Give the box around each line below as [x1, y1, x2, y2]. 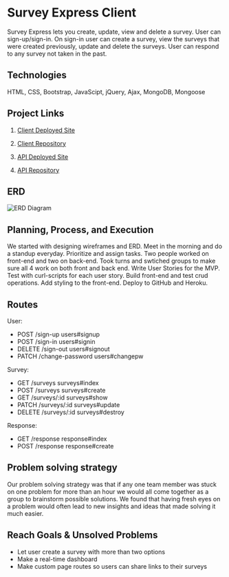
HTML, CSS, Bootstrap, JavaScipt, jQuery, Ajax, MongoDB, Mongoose [7, 87, 206, 96]
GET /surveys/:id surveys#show [17, 393, 108, 402]
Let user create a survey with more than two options [17, 547, 166, 556]
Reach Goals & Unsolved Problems [7, 530, 158, 541]
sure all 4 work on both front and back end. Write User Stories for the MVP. [7, 264, 220, 272]
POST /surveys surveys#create [17, 387, 106, 394]
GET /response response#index [17, 435, 107, 443]
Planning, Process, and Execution [7, 224, 154, 235]
